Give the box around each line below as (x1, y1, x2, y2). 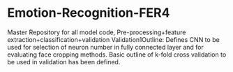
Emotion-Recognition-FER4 (7, 5, 170, 21)
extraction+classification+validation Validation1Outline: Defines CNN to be (7, 35, 220, 43)
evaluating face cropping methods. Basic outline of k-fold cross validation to (7, 50, 227, 59)
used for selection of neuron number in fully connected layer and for (7, 43, 204, 51)
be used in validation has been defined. (7, 57, 121, 66)
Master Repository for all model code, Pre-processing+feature (7, 28, 186, 36)
